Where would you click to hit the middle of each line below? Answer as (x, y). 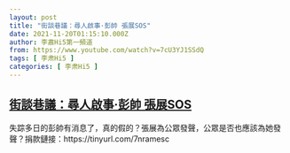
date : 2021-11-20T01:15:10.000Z (69, 34)
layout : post (33, 17)
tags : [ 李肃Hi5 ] (42, 58)
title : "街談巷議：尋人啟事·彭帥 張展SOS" (80, 26)
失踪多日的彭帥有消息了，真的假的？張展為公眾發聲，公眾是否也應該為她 (141, 127)
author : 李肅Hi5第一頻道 (51, 42)
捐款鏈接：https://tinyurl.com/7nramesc (97, 139)
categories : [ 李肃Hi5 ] (54, 67)
